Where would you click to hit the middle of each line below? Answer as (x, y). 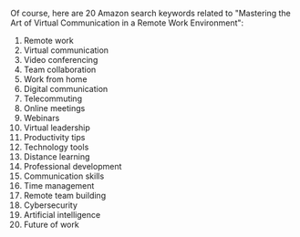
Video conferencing (61, 60)
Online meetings (54, 108)
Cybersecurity (51, 205)
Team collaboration (60, 69)
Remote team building (65, 196)
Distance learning (57, 157)
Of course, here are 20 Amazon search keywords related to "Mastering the (150, 13)
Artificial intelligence (62, 215)
